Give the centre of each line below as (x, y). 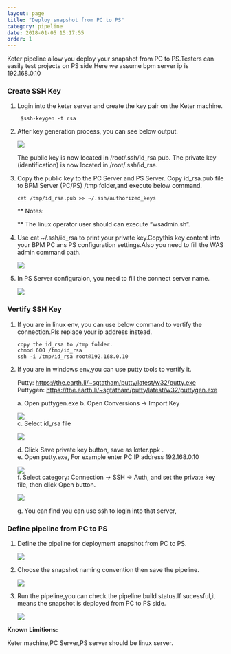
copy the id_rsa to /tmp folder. (65, 344)
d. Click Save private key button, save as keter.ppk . (90, 450)
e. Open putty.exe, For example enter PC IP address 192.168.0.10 (108, 457)
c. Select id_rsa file (44, 423)
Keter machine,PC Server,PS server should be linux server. (90, 643)
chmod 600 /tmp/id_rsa (49, 350)
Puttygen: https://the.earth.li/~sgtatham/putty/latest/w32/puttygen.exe (117, 390)
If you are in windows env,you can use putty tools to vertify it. (104, 369)
